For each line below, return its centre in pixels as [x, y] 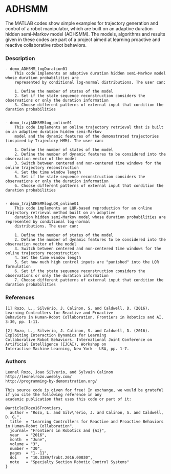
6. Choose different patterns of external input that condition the [89, 186]
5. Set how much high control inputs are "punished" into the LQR [87, 262]
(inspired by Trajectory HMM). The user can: [55, 141]
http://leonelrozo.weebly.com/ [39, 376]
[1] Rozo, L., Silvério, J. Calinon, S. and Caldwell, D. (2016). [78, 308]
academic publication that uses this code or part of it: [68, 399]
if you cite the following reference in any [54, 394]
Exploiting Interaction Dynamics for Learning [56, 335]
